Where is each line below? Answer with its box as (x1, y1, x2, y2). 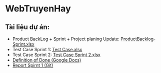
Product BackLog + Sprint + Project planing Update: (12, 36, 120, 42)
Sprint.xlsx (12, 41, 35, 47)
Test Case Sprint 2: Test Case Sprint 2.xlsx (12, 52, 101, 58)
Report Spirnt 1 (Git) (12, 63, 53, 68)
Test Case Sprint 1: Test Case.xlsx (12, 47, 82, 52)
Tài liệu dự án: (5, 23, 50, 31)
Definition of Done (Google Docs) (12, 57, 81, 63)
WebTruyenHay (5, 3, 71, 14)
